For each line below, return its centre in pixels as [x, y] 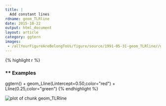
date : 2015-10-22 [23, 23]
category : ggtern [23, 37]
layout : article [22, 32]
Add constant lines [30, 14]
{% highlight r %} [23, 60]
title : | [14, 10]
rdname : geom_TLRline [27, 19]
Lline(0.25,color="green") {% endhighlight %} [52, 88]
